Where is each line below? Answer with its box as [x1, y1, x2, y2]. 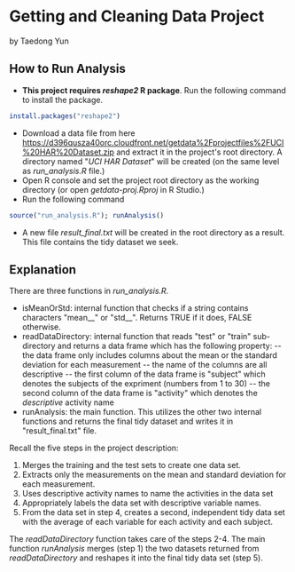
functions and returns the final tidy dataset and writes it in [21, 416, 234, 427]
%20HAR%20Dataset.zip [21, 147, 115, 157]
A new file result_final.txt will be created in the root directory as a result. [21, 226, 285, 237]
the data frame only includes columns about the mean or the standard [21, 350, 277, 361]
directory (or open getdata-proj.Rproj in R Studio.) [21, 184, 206, 195]
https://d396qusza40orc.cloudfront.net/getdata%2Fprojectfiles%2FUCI [21, 137, 284, 147]
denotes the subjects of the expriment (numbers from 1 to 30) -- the [21, 378, 271, 389]
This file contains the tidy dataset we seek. [21, 236, 179, 247]
